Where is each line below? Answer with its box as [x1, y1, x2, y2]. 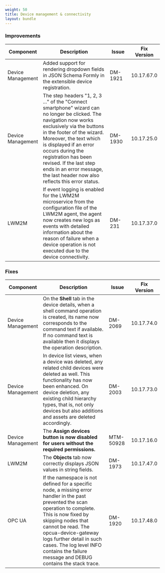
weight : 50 [5, 7, 27, 12]
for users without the [43, 440, 94, 446]
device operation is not [43, 241, 96, 248]
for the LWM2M [43, 192, 80, 199]
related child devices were [43, 364, 104, 371]
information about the [43, 229, 93, 235]
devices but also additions [43, 407, 103, 414]
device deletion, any [43, 389, 89, 395]
